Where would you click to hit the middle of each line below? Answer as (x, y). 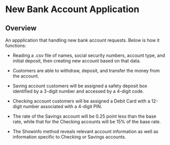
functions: (16, 46)
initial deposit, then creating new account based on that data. (77, 61)
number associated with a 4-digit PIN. (63, 106)
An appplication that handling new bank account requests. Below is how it (82, 40)
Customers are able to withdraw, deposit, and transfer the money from (86, 70)
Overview (21, 28)
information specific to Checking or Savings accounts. (69, 137)
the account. (26, 76)
